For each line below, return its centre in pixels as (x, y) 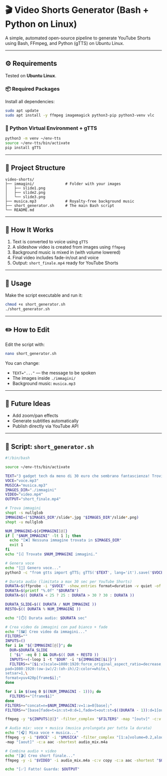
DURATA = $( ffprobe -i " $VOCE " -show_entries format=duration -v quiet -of (83, 586)
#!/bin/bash (17, 458)
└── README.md (20, 210)
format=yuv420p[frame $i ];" (33, 678)
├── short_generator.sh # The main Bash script (60, 205)
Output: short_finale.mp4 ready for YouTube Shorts (65, 263)
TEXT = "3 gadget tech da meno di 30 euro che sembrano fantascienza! (78, 476)
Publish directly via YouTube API (45, 426)
